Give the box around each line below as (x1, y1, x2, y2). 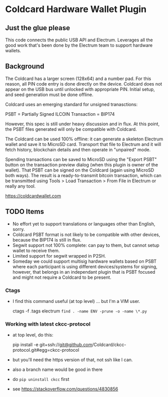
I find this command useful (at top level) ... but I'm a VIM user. (12, 298, 140, 304)
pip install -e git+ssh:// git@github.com (12, 342, 93, 348)
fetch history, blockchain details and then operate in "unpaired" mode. (5, 146, 151, 152)
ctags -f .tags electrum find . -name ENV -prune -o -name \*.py (12, 308, 147, 314)
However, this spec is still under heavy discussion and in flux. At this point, (5, 121, 160, 127)
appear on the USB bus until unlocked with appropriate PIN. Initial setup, (5, 86, 155, 92)
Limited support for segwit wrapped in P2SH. (12, 253, 106, 259)
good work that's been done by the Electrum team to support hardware (5, 42, 153, 48)
